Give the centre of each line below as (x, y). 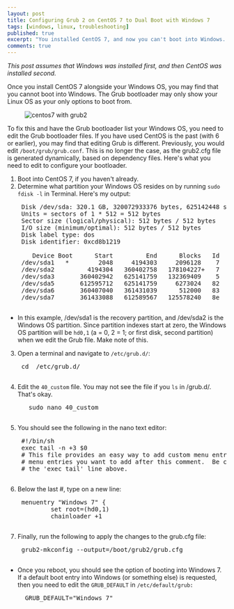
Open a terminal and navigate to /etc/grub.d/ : (84, 353)
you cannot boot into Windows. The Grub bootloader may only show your (112, 94)
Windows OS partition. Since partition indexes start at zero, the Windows (122, 325)
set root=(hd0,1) (80, 509)
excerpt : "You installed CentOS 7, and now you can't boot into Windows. (117, 40)
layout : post (26, 14)
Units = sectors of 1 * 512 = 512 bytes (91, 214)
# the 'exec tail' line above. (75, 469)
